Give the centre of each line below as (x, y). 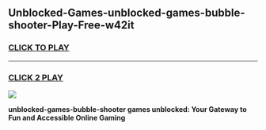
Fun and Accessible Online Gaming (67, 117)
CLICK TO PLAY (39, 48)
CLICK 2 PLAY (36, 77)
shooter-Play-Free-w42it (71, 26)
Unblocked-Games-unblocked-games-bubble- (127, 13)
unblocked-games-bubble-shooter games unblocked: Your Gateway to (127, 109)
